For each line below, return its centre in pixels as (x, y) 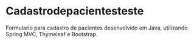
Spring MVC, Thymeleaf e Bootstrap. (52, 34)
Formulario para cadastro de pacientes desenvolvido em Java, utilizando (97, 28)
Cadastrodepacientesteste (75, 11)
